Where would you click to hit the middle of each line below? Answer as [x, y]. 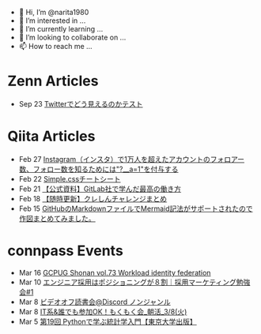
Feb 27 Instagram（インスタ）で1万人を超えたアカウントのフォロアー [132, 159]
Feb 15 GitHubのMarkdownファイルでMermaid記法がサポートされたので [136, 208]
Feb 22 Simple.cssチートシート [70, 178]
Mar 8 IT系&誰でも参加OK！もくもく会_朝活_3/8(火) [103, 311]
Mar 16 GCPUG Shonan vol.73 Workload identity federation [115, 272]
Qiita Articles [51, 136]
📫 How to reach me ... [55, 46]
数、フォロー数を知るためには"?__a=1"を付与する [98, 169]
